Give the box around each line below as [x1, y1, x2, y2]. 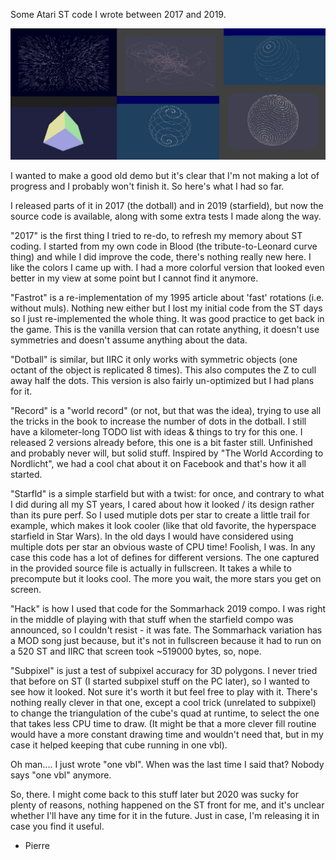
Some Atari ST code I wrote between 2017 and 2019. [10, 9, 227, 20]
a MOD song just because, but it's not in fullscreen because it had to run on [10, 635, 322, 647]
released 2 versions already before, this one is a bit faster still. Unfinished [10, 437, 313, 449]
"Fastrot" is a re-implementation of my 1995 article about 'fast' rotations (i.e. [10, 292, 325, 304]
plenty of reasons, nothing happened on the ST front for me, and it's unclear [10, 799, 325, 811]
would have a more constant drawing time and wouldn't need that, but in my [10, 729, 324, 741]
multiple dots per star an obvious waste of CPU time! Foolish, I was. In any [10, 541, 316, 553]
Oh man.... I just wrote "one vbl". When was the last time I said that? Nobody [10, 759, 325, 771]
